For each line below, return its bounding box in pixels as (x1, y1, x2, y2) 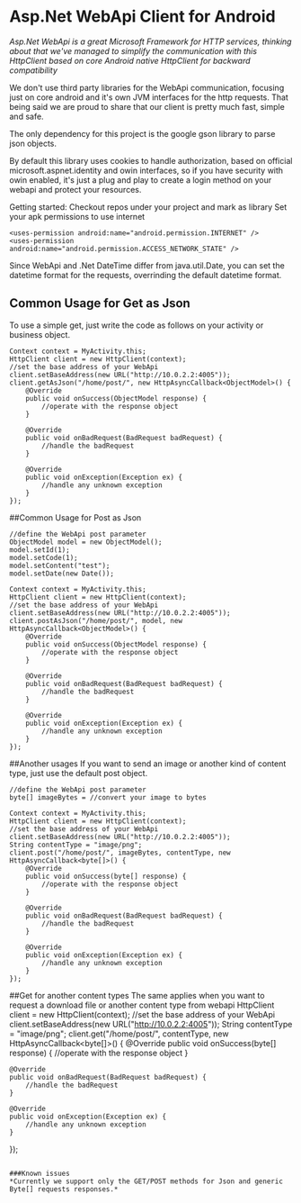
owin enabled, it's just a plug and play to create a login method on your (9, 174, 272, 185)
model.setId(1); (9, 545, 70, 555)
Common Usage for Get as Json (9, 295, 190, 312)
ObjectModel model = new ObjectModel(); (9, 538, 164, 547)
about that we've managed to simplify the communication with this (9, 45, 258, 56)
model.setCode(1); (9, 553, 78, 562)
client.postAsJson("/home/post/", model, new (9, 616, 182, 625)
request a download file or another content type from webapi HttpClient (9, 999, 275, 1010)
